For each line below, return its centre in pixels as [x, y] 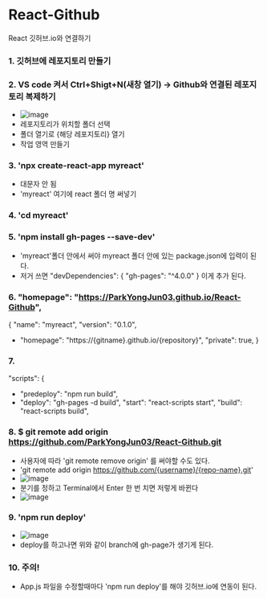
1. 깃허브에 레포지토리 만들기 [60, 60]
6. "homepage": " [44, 297]
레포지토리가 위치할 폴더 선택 [65, 124]
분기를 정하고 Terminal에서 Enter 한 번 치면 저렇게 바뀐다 [109, 487]
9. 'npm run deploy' [47, 518]
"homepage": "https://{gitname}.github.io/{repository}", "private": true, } [139, 340]
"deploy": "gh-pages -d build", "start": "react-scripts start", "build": [131, 403]
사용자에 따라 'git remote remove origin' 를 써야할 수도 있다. [115, 461]
